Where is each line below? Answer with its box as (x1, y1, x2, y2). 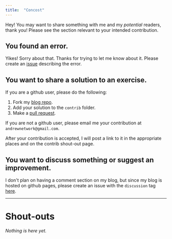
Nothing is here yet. (5, 228, 47, 233)
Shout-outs (5, 211, 55, 223)
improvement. (5, 163, 51, 172)
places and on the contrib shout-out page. (5, 141, 95, 147)
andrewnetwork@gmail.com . (5, 125, 60, 132)
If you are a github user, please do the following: (5, 89, 107, 95)
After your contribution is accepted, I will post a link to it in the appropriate (5, 135, 162, 141)
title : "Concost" (5, 7, 45, 13)
